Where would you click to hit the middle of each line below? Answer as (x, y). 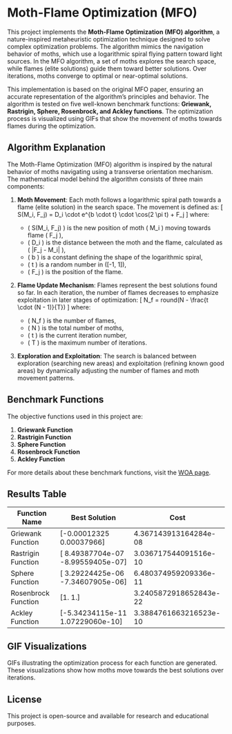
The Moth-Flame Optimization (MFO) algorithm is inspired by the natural (110, 164)
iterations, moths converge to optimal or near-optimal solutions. (98, 76)
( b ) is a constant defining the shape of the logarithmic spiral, (115, 257)
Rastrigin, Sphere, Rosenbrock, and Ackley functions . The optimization (110, 111)
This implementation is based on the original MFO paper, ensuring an (105, 89)
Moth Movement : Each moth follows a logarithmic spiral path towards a (119, 200)
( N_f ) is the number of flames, (71, 320)
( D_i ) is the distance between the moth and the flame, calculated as (125, 242)
